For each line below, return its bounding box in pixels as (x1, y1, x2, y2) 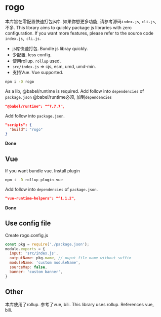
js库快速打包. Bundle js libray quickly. (12, 45, 88, 51)
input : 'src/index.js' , (9, 251, 58, 256)
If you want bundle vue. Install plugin (5, 168, 80, 174)
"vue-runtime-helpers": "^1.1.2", (5, 196, 77, 201)
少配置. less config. (12, 51, 52, 58)
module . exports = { (5, 246, 45, 251)
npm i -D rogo (5, 79, 35, 84)
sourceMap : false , (9, 265, 48, 270)
